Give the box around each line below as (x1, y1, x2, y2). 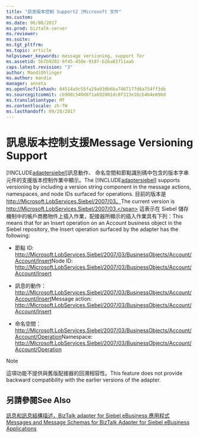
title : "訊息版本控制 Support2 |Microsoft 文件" (6, 8, 122, 15)
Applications (6, 425, 37, 432)
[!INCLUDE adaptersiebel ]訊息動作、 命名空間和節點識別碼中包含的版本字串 (6, 169, 189, 176)
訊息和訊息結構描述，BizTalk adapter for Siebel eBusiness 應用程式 (6, 412, 170, 420)
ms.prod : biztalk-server (6, 25, 68, 32)
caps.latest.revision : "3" (6, 64, 73, 70)
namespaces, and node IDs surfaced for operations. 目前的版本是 (6, 190, 166, 198)
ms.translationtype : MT (6, 97, 65, 103)
